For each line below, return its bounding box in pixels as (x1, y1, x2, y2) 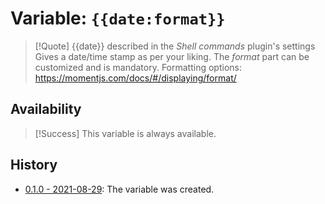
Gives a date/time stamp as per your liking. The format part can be (34, 50, 310, 62)
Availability (10, 101, 82, 118)
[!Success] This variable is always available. (34, 127, 217, 139)
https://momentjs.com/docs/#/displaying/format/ (34, 72, 237, 84)
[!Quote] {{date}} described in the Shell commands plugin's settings (34, 40, 316, 52)
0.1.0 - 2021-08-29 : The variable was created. (24, 183, 215, 195)
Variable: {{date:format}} (10, 7, 226, 30)
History (10, 157, 58, 174)
